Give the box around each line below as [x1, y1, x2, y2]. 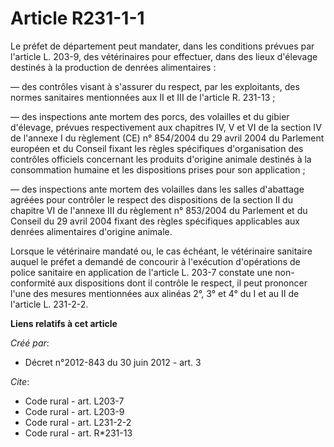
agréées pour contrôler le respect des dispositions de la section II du [10, 193, 293, 206]
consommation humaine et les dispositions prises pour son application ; [10, 163, 306, 176]
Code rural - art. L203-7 [24, 395, 125, 407]
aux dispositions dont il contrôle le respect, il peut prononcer [57, 277, 308, 289]
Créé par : [10, 337, 50, 349]
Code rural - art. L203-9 [24, 405, 125, 417]
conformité [10, 277, 56, 289]
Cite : [10, 375, 30, 387]
